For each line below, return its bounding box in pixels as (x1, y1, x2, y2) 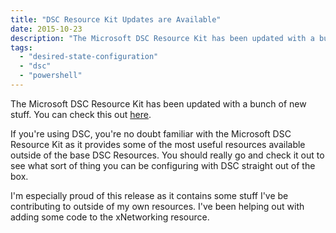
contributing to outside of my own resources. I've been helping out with (10, 200, 305, 212)
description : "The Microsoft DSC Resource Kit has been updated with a (10, 33, 315, 43)
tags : (10, 42, 33, 53)
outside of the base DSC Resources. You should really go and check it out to (10, 149, 325, 161)
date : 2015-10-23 (10, 24, 83, 34)
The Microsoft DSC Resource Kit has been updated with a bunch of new (10, 97, 307, 110)
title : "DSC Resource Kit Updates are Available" (10, 14, 222, 25)
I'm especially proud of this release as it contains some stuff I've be (10, 189, 289, 201)
